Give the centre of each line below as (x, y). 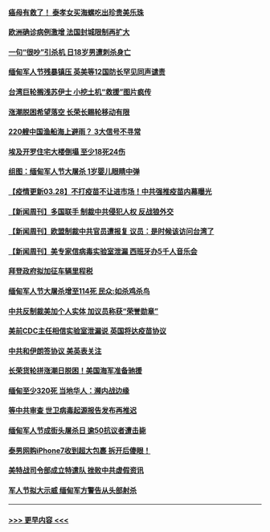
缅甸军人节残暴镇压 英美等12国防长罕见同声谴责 (87, 72)
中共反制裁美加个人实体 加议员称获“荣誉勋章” (84, 311)
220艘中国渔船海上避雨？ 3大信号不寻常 (75, 132)
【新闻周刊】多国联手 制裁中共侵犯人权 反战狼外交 (91, 211)
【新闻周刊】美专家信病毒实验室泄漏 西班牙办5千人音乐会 (103, 251)
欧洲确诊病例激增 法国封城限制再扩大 (69, 32)
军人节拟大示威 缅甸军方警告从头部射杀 (73, 490)
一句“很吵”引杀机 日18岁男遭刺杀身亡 (70, 52)
